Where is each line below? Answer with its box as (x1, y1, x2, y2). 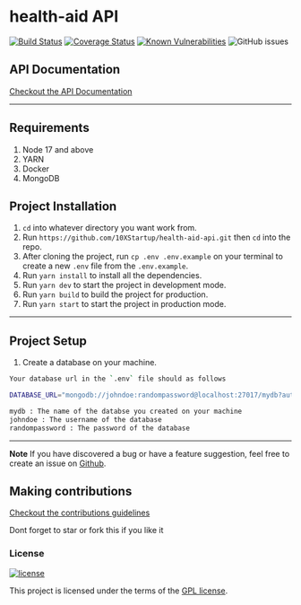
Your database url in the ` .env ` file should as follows (9, 374, 227, 383)
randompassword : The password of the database (9, 424, 191, 433)
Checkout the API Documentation (9, 85, 133, 96)
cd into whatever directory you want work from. (21, 223, 197, 233)
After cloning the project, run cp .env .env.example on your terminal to (21, 251, 284, 262)
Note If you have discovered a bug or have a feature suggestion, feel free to (9, 448, 290, 459)
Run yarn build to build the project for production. (21, 289, 209, 300)
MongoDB (21, 172, 60, 183)
